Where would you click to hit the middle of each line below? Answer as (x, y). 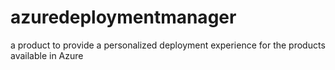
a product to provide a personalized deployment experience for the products (168, 45)
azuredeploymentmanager (123, 17)
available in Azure (47, 55)
